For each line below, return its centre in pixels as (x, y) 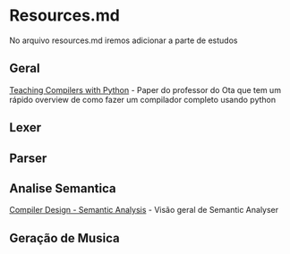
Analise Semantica (63, 188)
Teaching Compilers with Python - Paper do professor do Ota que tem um (145, 89)
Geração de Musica (64, 238)
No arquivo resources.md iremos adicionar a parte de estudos (124, 40)
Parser (28, 158)
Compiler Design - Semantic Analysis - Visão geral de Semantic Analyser (144, 210)
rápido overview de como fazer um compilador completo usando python (142, 99)
